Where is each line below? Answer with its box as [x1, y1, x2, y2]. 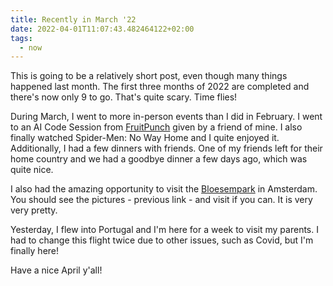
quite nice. [10, 164, 54, 176]
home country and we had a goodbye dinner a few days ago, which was [10, 153, 308, 165]
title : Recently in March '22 [10, 14, 137, 25]
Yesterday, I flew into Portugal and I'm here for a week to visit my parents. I [10, 224, 319, 236]
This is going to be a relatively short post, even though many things [10, 70, 288, 82]
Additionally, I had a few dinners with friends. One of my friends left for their [10, 142, 323, 155]
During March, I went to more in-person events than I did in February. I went [10, 111, 323, 123]
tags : [10, 33, 33, 43]
